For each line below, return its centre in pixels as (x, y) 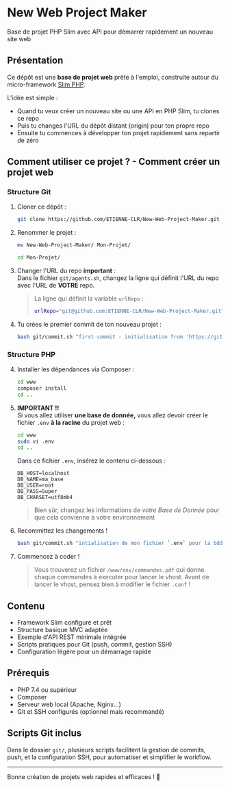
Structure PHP (31, 354)
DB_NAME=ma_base (40, 479)
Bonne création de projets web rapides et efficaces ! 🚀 (84, 776)
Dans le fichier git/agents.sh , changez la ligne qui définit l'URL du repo (118, 278)
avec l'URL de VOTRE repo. (56, 286)
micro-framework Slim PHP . (46, 84)
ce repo (28, 118)
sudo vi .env (36, 441)
